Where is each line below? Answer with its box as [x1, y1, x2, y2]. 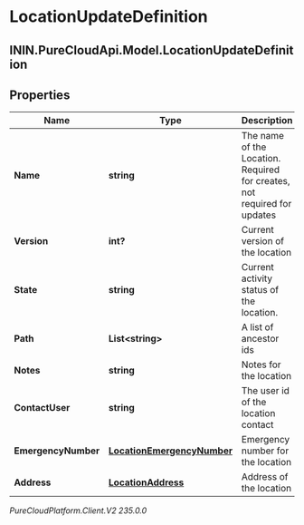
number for [241, 444, 290, 457]
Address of [241, 471, 289, 483]
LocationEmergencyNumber [108, 444, 233, 457]
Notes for [241, 358, 282, 371]
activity [241, 272, 273, 285]
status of [241, 284, 279, 297]
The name [241, 130, 285, 142]
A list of [241, 321, 274, 334]
